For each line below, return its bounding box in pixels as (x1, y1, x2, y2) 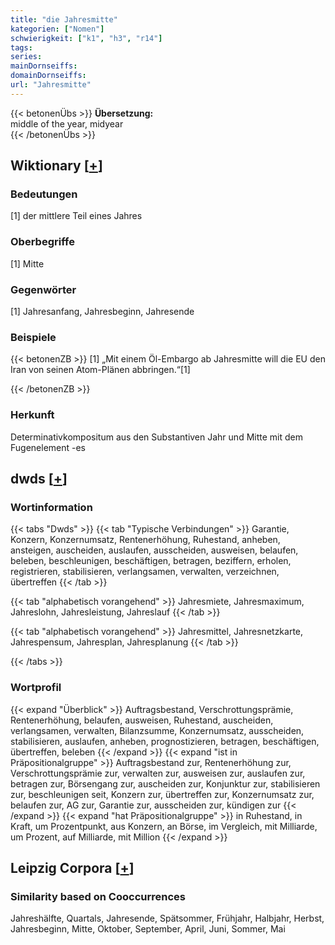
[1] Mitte (10, 257, 45, 270)
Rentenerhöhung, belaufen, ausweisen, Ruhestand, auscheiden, (10, 714, 274, 726)
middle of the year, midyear (10, 117, 124, 130)
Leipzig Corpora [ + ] (10, 860, 135, 876)
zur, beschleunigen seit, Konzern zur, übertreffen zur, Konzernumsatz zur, (10, 788, 315, 800)
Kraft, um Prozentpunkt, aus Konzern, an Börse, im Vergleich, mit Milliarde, (10, 820, 318, 832)
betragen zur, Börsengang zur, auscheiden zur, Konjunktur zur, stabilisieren (10, 777, 321, 790)
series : (10, 52, 43, 62)
